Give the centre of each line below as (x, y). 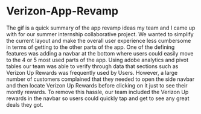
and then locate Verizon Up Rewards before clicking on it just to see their (97, 85)
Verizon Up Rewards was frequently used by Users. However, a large (92, 72)
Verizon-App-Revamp (62, 11)
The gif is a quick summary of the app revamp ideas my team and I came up (101, 28)
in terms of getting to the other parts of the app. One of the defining (91, 47)
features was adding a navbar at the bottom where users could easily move (100, 53)
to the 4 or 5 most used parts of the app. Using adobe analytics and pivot (97, 60)
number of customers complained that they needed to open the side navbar (101, 79)
